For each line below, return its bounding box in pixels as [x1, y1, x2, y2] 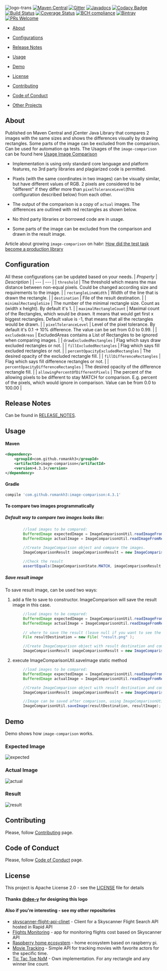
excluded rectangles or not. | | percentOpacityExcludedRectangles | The [5, 348, 151, 354]
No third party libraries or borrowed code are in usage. [12, 216, 125, 222]
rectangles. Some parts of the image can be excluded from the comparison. [5, 140, 161, 146]
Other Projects [12, 102, 42, 108]
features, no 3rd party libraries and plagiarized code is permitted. [12, 166, 147, 172]
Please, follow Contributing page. [5, 830, 74, 835]
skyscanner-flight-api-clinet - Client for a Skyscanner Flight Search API [12, 919, 159, 925]
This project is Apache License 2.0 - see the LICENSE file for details [5, 885, 144, 891]
